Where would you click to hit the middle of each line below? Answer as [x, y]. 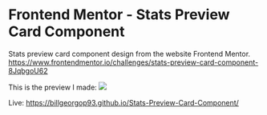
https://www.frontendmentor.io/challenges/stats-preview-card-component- [133, 62]
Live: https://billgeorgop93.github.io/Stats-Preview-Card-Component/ [123, 102]
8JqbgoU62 [28, 70]
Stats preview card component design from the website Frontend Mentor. [129, 54]
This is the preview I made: [53, 87]
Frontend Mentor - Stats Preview [119, 15]
